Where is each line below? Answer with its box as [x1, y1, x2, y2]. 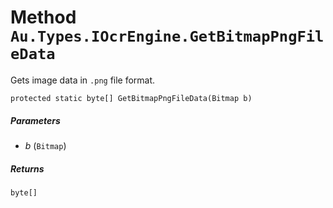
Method [10, 6, 77, 29]
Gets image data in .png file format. [10, 74, 156, 86]
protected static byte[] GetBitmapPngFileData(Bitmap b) [10, 93, 253, 103]
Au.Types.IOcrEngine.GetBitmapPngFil [10, 27, 325, 46]
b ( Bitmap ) [24, 139, 67, 151]
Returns [10, 162, 45, 175]
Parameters [10, 114, 61, 126]
